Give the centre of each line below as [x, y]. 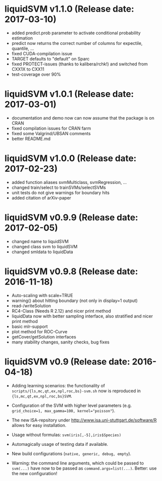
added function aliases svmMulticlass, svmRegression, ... [69, 182]
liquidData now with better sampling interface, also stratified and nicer [82, 316]
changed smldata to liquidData [42, 252]
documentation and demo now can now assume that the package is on [83, 118]
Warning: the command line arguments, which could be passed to [78, 463]
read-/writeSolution [31, 305]
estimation [22, 38]
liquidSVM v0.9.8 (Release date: [71, 271]
